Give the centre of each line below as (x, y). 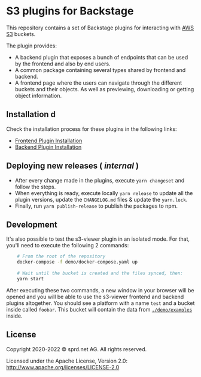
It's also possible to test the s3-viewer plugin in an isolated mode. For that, (98, 239)
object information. (38, 95)
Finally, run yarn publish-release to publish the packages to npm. (96, 206)
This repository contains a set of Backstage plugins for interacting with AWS (100, 28)
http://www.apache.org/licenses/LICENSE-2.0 (63, 367)
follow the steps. (35, 187)
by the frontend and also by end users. (63, 64)
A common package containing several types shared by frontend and (100, 70)
